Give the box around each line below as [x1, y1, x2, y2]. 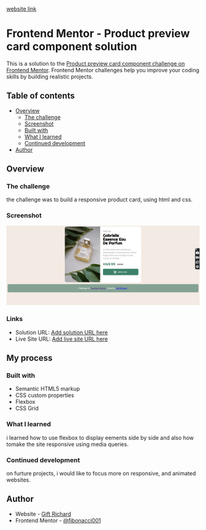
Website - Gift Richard [15, 510, 72, 517]
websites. [6, 476, 31, 483]
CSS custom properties [15, 392, 75, 399]
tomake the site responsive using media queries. [6, 441, 129, 448]
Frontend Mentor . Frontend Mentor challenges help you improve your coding [6, 66, 200, 74]
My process [6, 353, 53, 363]
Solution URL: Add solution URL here [15, 328, 109, 336]
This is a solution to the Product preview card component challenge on [6, 59, 185, 67]
